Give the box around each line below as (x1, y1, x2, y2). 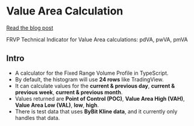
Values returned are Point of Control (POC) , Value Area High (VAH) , (14, 95, 185, 102)
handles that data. (14, 114, 60, 121)
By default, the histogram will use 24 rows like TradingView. (14, 75, 164, 83)
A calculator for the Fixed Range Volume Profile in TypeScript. (14, 69, 169, 77)
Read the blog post (6, 24, 54, 31)
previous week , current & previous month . (14, 89, 123, 96)
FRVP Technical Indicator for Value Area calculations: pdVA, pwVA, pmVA (6, 36, 188, 43)
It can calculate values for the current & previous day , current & (14, 82, 175, 89)
